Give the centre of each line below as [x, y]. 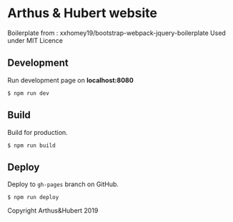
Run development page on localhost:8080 [70, 80]
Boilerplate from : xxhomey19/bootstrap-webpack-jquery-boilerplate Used [117, 33]
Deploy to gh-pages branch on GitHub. [63, 184]
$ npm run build [31, 145]
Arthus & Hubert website [82, 13]
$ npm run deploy [33, 198]
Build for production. [38, 132]
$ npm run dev [29, 93]
